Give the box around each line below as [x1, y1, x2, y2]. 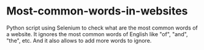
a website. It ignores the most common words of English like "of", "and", [6, 30, 188, 37]
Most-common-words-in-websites [6, 4, 188, 18]
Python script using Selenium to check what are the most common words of [6, 24, 198, 31]
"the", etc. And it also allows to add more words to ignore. [6, 37, 152, 44]
